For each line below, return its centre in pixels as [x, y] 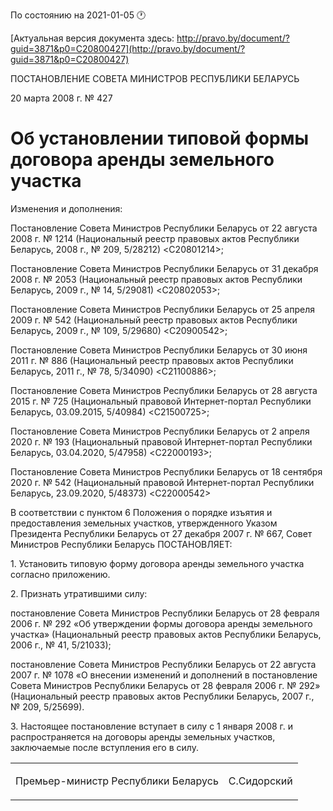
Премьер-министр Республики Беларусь [117, 781]
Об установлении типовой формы [159, 138]
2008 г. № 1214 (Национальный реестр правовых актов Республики [155, 238]
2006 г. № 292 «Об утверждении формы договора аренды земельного [161, 623]
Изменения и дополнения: [66, 208]
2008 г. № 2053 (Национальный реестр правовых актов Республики [156, 279]
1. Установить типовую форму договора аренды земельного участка [157, 563]
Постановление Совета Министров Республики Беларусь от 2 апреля [160, 431]
